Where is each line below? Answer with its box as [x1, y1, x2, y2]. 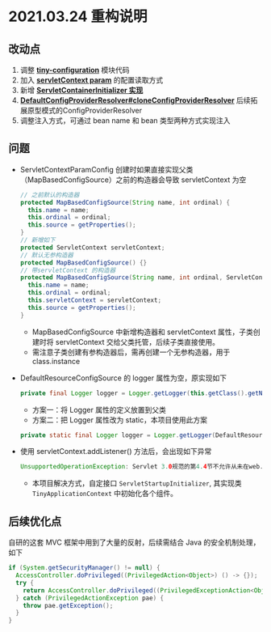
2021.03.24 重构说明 [8, 7, 148, 26]
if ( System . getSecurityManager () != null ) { [8, 564, 161, 572]
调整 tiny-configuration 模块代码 [19, 66, 130, 74]
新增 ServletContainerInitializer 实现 [19, 86, 144, 95]
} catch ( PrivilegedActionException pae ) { [15, 594, 164, 602]
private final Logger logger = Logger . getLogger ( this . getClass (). [19, 389, 248, 397]
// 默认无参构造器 [19, 251, 74, 259]
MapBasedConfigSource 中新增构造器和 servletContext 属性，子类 [31, 327, 254, 337]
